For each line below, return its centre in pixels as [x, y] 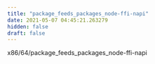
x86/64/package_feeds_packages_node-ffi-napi [77, 53]
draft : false [26, 33]
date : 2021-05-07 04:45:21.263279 [58, 20]
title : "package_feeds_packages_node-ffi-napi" [78, 14]
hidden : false [28, 26]
